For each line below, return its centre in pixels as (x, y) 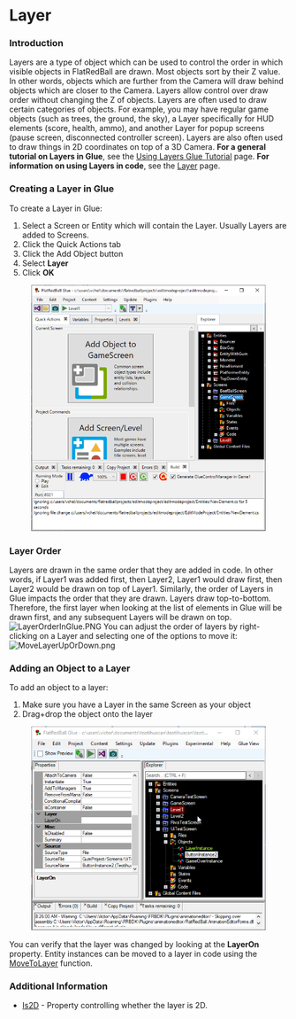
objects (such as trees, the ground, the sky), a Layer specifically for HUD (142, 119)
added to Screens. (56, 235)
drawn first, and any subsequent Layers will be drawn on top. (121, 617)
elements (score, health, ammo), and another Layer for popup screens (137, 128)
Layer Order (35, 550)
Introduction (36, 43)
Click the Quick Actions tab (72, 244)
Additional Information (59, 986)
